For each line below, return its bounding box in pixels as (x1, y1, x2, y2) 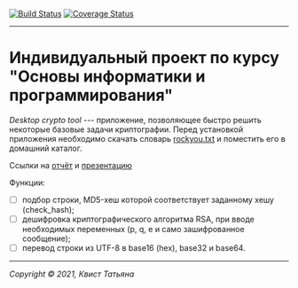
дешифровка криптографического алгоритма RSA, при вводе (21, 214, 255, 224)
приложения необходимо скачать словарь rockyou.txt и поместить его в (9, 133, 286, 144)
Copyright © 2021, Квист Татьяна (9, 269, 135, 279)
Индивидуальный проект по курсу (9, 48, 279, 68)
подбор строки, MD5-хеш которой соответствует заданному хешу (21, 194, 275, 205)
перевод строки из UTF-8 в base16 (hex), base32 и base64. (21, 243, 246, 253)
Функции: (9, 177, 46, 188)
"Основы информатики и (9, 66, 206, 87)
